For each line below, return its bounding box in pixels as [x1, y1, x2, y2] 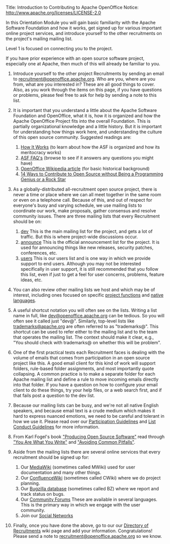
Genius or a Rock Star [20, 176, 66, 182]
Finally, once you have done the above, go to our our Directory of [13, 522, 149, 528]
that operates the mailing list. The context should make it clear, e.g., [13, 334, 154, 340]
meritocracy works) [20, 150, 62, 155]
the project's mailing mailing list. [6, 35, 73, 42]
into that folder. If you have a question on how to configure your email [13, 382, 158, 387]
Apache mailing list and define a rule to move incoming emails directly [13, 376, 159, 382]
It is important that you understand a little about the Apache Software [13, 107, 157, 113]
